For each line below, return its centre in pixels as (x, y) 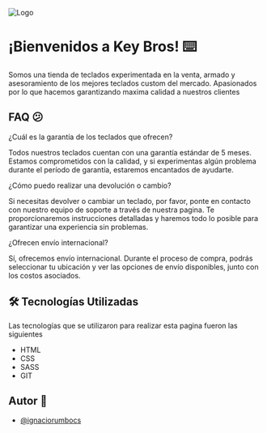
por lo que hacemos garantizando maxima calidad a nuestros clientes (124, 91)
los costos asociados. (44, 275)
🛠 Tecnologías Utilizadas (74, 302)
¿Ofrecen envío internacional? (58, 242)
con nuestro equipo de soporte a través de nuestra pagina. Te (111, 210)
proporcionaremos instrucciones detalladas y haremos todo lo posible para (133, 218)
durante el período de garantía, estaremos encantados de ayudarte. (121, 169)
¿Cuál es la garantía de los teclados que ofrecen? (91, 137)
